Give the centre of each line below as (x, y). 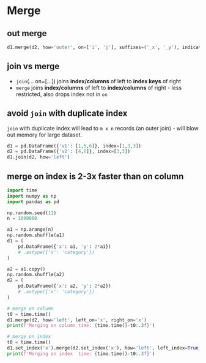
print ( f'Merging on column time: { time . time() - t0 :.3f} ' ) (81, 326)
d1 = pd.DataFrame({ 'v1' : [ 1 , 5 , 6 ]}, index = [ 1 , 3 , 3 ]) (74, 146)
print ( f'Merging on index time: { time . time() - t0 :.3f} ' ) (81, 354)
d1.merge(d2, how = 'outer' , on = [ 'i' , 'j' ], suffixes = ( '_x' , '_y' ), (93, 47)
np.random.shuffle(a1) (36, 235)
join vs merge (33, 66)
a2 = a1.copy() (26, 269)
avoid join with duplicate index (67, 114)
